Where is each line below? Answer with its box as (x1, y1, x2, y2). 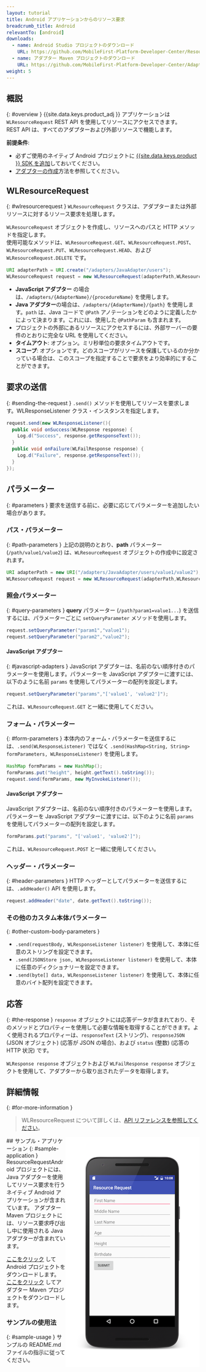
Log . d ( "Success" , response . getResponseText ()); (17, 433, 141, 439)
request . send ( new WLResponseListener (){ (6, 420, 112, 426)
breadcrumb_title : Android (6, 23, 75, 29)
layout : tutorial (6, 10, 51, 16)
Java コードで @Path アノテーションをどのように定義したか (48, 308, 197, 316)
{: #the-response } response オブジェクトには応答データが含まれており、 (6, 1016, 191, 1023)
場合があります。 (6, 509, 49, 516)
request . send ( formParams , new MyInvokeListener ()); (6, 776, 141, 782)
